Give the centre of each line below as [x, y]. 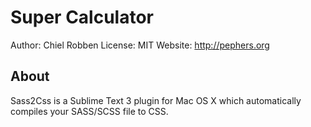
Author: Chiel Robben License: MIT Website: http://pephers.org [140, 45]
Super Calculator [82, 17]
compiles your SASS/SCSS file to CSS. [89, 111]
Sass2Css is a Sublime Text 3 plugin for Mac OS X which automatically [156, 100]
